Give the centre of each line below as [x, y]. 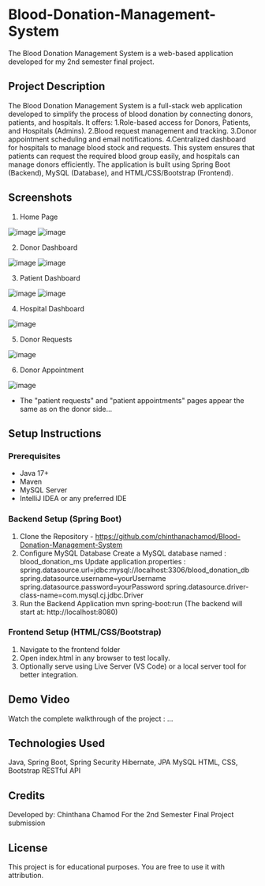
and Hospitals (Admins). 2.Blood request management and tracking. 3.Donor [132, 130]
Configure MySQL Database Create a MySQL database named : [123, 553]
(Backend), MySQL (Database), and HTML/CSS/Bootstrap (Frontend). [121, 172]
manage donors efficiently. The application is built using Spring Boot [119, 164]
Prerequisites [34, 456]
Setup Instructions [55, 434]
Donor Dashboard [49, 247]
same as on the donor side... [66, 409]
